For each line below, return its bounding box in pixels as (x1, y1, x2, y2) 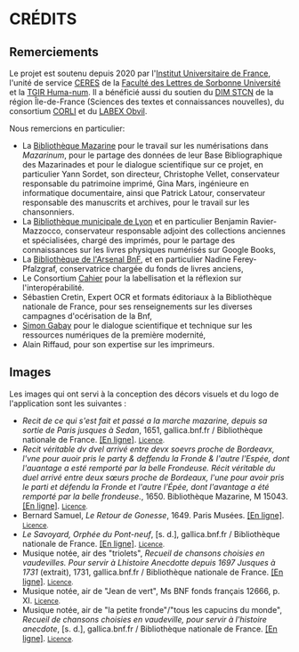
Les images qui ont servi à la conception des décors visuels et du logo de (9, 388, 279, 399)
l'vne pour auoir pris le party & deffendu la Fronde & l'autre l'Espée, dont (21, 452, 290, 463)
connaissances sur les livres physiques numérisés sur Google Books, (21, 245, 276, 255)
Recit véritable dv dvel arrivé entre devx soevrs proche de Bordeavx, (21, 444, 275, 454)
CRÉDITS (9, 9, 77, 29)
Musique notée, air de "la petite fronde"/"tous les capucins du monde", (21, 604, 283, 615)
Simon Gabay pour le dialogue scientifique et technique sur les (21, 321, 253, 330)
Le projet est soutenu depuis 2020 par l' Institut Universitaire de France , (9, 68, 271, 78)
